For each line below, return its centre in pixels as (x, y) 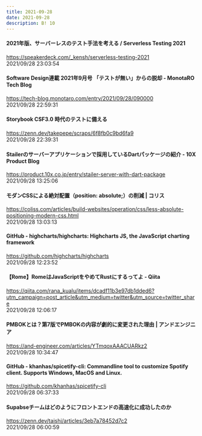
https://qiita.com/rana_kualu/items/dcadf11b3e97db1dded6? (80, 290)
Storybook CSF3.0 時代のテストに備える (57, 119)
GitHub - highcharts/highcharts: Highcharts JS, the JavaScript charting (98, 236)
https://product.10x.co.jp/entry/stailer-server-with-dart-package (86, 174)
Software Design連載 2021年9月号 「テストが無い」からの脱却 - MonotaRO (100, 78)
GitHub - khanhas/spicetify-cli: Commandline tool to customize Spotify (97, 366)
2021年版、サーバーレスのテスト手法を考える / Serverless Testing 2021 (96, 43)
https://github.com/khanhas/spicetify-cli (56, 386)
